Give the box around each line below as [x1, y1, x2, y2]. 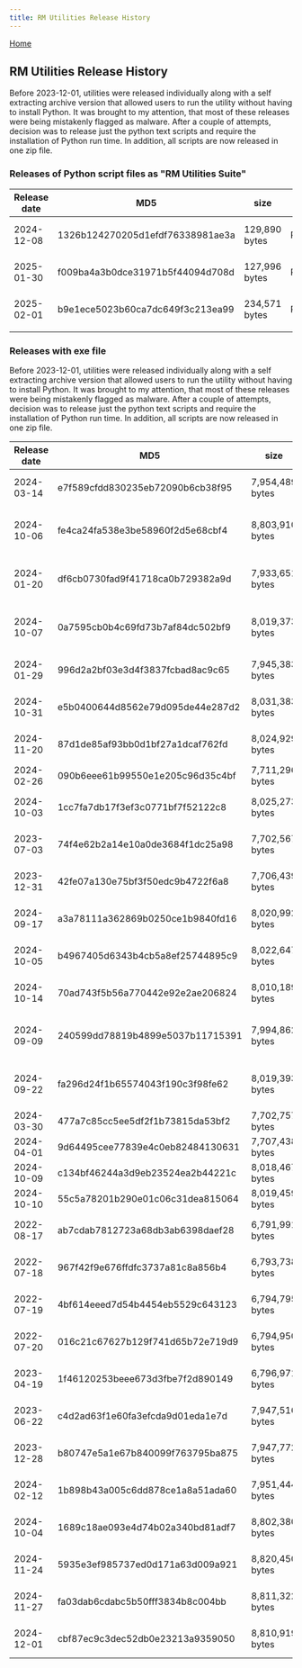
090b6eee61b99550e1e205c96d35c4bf [57, 770, 236, 782]
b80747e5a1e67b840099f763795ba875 [57, 1447, 238, 1459]
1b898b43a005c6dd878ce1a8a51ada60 [57, 1484, 237, 1497]
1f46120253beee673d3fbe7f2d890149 [57, 1373, 234, 1385]
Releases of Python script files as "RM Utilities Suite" [9, 167, 247, 180]
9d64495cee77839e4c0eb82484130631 [57, 1141, 240, 1153]
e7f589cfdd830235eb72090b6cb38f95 [57, 482, 233, 494]
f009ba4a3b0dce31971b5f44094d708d [57, 266, 235, 278]
